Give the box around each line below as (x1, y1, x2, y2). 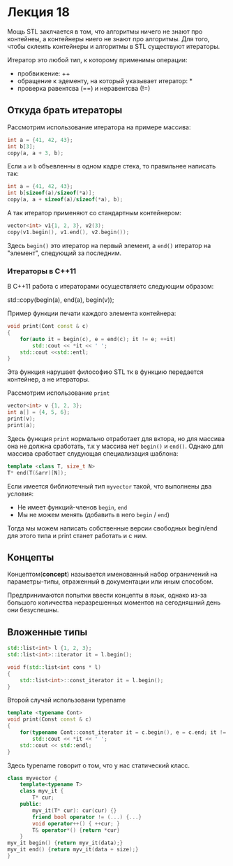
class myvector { (7, 774, 58, 781)
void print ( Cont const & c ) (7, 323, 89, 330)
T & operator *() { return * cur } (32, 826, 120, 834)
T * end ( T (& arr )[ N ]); (7, 469, 68, 476)
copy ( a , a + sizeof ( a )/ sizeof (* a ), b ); (7, 196, 123, 203)
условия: (7, 489, 34, 498)
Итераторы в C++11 (7, 266, 77, 276)
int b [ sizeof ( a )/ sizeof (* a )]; (7, 189, 96, 196)
